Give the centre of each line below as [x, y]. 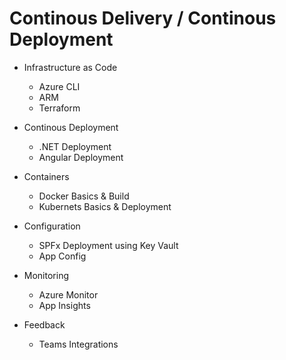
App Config [62, 256]
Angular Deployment [81, 157]
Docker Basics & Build [84, 196]
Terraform [59, 108]
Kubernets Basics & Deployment [105, 206]
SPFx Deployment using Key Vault [108, 245]
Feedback [44, 324]
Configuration [52, 226]
